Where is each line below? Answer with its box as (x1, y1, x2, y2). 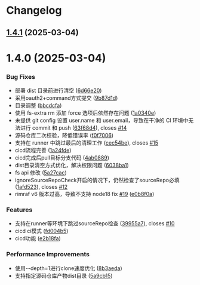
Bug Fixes (6, 72, 36, 81)
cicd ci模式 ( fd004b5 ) (14, 228, 69, 235)
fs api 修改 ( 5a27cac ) (14, 169, 67, 176)
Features (6, 206, 33, 214)
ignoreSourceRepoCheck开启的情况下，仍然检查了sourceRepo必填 (14, 177, 180, 184)
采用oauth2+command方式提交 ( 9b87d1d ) (14, 94, 118, 102)
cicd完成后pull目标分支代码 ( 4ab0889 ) (14, 154, 109, 161)
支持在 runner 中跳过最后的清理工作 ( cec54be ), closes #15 (14, 139, 159, 146)
